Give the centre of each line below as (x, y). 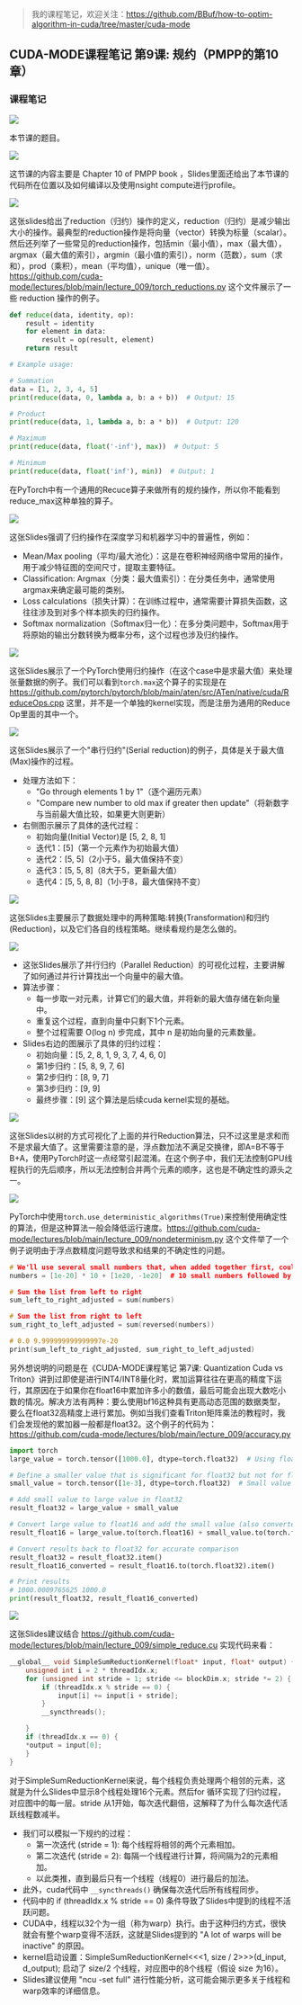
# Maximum (28, 439)
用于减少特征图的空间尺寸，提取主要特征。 (101, 567)
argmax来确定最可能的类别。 (76, 589)
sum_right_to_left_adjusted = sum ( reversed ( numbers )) (112, 1325)
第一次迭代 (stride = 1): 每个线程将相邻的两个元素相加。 (138, 1844)
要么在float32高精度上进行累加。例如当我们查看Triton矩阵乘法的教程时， (143, 1412)
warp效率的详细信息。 (63, 1991)
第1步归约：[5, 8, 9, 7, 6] (80, 1066)
